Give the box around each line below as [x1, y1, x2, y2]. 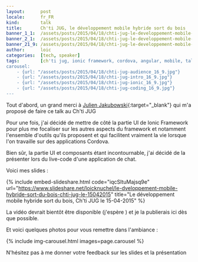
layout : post [6, 8, 51, 15]
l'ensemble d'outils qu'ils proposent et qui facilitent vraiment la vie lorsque [6, 131, 187, 138]
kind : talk [6, 19, 51, 25]
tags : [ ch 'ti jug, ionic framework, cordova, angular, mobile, [6, 58, 183, 64]
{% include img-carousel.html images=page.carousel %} [6, 237, 144, 244]
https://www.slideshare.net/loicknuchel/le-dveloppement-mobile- [18, 184, 178, 191]
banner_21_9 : [6, 42, 38, 48]
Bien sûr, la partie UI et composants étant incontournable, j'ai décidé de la [6, 149, 186, 156]
